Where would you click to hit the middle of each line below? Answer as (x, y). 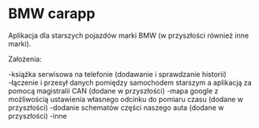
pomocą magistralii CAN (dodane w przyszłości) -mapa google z (113, 90)
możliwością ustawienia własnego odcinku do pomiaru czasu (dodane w (126, 99)
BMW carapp (52, 14)
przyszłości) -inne (38, 115)
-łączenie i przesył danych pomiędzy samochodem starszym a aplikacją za (130, 82)
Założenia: (25, 59)
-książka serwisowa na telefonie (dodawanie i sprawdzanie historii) (117, 74)
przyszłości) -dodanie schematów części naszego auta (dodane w (116, 108)
